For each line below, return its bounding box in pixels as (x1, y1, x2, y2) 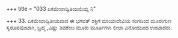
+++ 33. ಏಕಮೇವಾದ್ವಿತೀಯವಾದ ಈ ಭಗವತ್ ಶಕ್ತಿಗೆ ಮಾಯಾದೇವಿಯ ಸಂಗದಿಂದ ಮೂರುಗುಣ (6, 17, 172, 24)
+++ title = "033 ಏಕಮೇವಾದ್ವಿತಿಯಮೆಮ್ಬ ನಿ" (6, 5, 96, 12)
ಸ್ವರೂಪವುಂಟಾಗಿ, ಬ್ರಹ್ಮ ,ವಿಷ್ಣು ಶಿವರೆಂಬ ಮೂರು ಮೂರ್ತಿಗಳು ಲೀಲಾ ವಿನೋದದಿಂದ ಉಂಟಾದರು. (6, 24, 173, 31)
